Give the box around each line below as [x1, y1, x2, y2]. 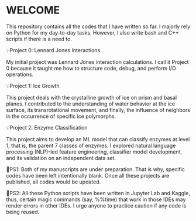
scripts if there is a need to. [6, 35, 72, 42]
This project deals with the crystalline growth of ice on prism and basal [6, 94, 177, 101]
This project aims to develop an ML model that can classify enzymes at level [6, 135, 190, 142]
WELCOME [6, 4, 60, 17]
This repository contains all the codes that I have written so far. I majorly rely [6, 23, 191, 30]
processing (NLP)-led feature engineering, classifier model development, [6, 148, 183, 155]
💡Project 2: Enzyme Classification [6, 124, 88, 131]
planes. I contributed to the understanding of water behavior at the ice [6, 100, 176, 107]
